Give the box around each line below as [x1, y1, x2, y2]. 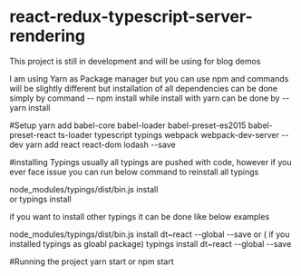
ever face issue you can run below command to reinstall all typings [9, 166, 259, 177]
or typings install [9, 193, 72, 204]
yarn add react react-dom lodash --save [25, 139, 176, 150]
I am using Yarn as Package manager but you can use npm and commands [9, 73, 289, 84]
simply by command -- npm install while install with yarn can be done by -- [9, 93, 290, 103]
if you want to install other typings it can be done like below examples [9, 211, 270, 222]
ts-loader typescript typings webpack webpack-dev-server [57, 129, 279, 140]
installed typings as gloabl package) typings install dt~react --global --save [9, 238, 292, 249]
